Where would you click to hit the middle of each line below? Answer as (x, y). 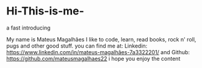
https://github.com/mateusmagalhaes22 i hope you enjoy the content (93, 58)
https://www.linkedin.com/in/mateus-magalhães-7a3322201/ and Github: (98, 52)
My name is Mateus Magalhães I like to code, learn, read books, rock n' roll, (101, 39)
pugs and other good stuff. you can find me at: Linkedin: (77, 46)
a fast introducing (28, 28)
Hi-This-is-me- (45, 11)
